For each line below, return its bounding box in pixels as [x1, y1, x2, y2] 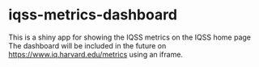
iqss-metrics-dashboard [8, 6, 178, 24]
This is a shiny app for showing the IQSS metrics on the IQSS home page [8, 32, 251, 42]
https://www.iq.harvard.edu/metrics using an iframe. [8, 49, 184, 59]
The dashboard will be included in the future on [8, 40, 167, 50]
